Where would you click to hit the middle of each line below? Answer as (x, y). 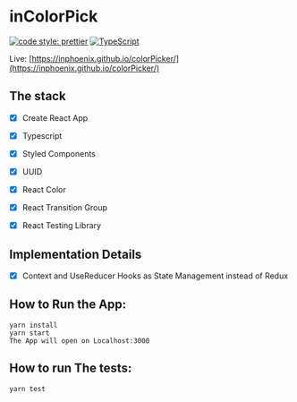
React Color (44, 189)
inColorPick (54, 17)
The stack (38, 96)
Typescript (42, 135)
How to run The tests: (71, 368)
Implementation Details (76, 254)
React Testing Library (61, 226)
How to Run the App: (68, 305)
